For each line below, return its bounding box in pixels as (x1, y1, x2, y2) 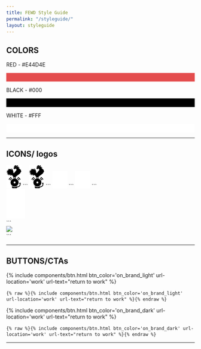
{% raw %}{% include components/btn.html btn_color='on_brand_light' (6, 290, 184, 296)
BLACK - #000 (6, 87, 42, 94)
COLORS (6, 45, 39, 55)
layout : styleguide (6, 22, 55, 28)
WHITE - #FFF (6, 112, 42, 119)
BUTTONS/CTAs (6, 256, 69, 266)
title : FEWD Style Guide (6, 10, 68, 16)
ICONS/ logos (6, 148, 58, 159)
